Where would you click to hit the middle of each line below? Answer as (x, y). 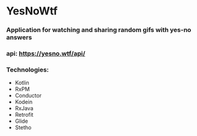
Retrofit (24, 115)
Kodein (24, 102)
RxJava (24, 108)
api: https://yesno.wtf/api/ (46, 54)
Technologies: (28, 69)
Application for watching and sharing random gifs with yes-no (99, 30)
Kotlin (22, 83)
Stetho (23, 128)
